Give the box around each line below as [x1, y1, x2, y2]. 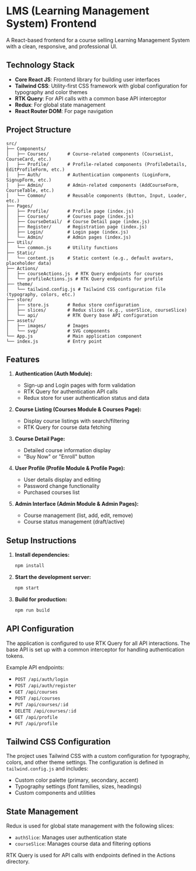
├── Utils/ [6, 239, 33, 245]
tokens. [6, 652, 25, 659]
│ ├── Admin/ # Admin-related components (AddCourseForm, [6, 182, 179, 188]
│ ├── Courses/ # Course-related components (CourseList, [6, 151, 174, 157]
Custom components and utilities [14, 789, 96, 797]
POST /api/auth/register [14, 682, 77, 688]
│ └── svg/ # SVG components [6, 328, 110, 334]
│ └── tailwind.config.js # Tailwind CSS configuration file [6, 286, 166, 292]
